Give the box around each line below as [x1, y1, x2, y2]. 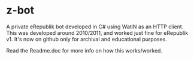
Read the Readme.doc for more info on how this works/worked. [6, 47, 163, 54]
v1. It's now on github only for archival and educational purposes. [6, 35, 168, 42]
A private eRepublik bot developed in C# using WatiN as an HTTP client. [6, 23, 184, 30]
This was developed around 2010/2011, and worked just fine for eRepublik [6, 29, 189, 36]
